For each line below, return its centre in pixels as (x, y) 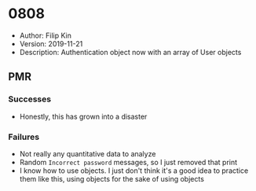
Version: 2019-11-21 (51, 43)
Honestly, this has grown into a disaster (83, 116)
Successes (30, 99)
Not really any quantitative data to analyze (88, 153)
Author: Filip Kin (46, 35)
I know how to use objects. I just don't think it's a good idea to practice (134, 171)
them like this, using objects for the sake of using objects (112, 178)
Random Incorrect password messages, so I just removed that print (128, 162)
